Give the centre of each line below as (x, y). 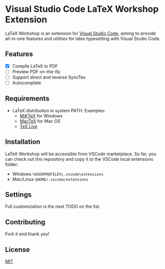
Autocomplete (26, 83)
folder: (12, 164)
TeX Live (28, 126)
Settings (19, 195)
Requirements (27, 99)
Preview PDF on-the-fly (36, 71)
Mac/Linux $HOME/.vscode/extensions (50, 179)
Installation (23, 142)
